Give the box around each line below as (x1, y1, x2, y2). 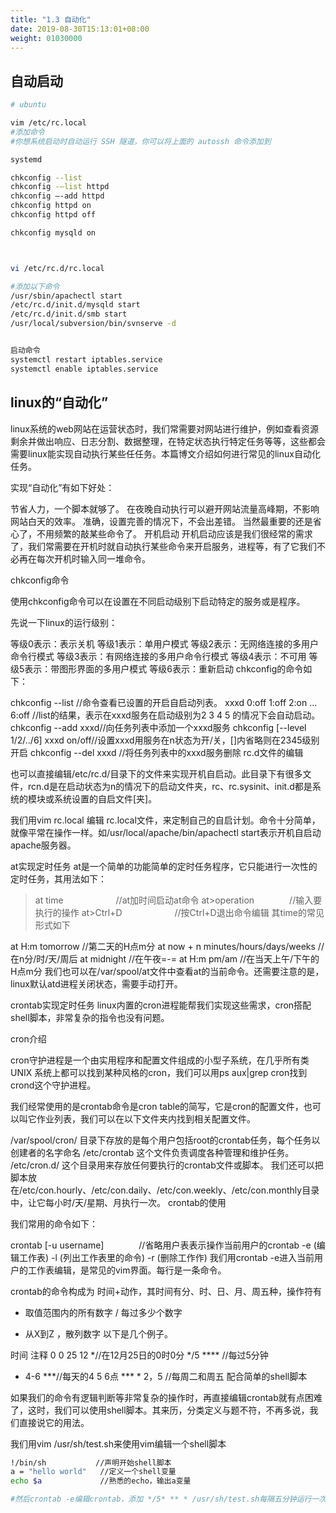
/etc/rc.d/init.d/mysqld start (10, 300, 141, 310)
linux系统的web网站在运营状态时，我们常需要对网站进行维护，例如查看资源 (10, 422, 319, 435)
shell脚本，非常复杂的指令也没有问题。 (10, 1011, 170, 1023)
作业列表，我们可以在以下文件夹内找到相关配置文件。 (36, 1112, 256, 1125)
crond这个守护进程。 (10, 1079, 97, 1091)
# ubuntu (10, 100, 47, 110)
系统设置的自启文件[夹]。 (53, 792, 158, 805)
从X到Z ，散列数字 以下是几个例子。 (24, 1327, 174, 1340)
